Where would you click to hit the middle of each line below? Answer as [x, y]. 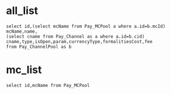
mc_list [24, 70]
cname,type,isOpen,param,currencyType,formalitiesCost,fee [79, 41]
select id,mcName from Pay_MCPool [48, 85]
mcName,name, [22, 31]
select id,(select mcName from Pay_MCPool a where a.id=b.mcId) [86, 26]
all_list [22, 11]
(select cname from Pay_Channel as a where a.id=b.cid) [75, 36]
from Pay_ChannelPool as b [39, 47]
